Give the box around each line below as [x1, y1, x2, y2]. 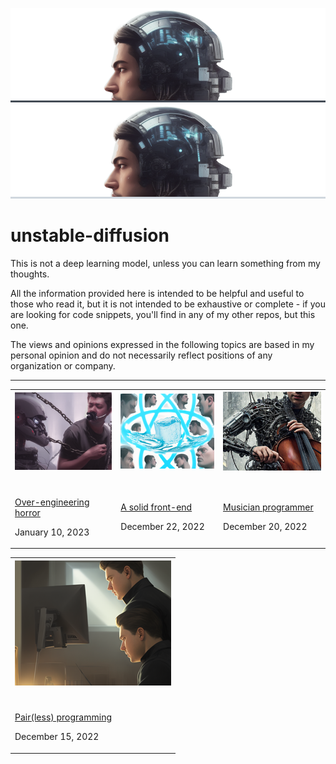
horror [14, 506, 41, 518]
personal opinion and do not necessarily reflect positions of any [10, 349, 273, 361]
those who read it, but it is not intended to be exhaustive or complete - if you [10, 298, 326, 310]
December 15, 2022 [14, 731, 100, 743]
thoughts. [10, 268, 50, 280]
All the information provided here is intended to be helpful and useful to [10, 287, 305, 299]
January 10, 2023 [14, 526, 90, 538]
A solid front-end [120, 501, 193, 513]
